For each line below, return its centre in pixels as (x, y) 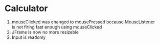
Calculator (26, 8)
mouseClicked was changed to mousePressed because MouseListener (83, 22)
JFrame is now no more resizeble (45, 32)
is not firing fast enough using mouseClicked (57, 27)
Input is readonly (29, 37)
